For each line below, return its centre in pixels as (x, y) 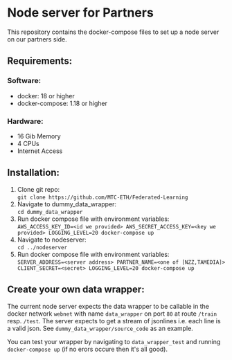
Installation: (34, 173)
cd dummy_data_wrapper (50, 212)
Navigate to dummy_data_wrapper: (66, 204)
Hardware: (25, 121)
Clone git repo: (38, 189)
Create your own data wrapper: (76, 290)
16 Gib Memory (39, 136)
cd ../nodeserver (42, 247)
